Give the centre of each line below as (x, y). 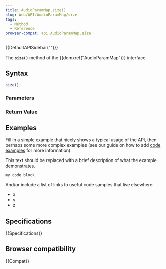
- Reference (22, 29)
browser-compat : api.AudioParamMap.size (48, 33)
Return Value (21, 112)
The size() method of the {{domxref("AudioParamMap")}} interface (75, 58)
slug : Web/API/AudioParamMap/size (41, 15)
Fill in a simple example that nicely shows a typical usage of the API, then (81, 140)
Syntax (17, 73)
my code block (20, 175)
